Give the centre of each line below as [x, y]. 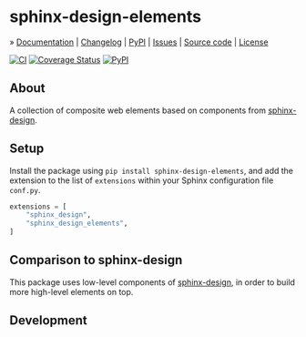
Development [49, 321]
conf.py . [25, 189]
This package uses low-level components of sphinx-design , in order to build [153, 282]
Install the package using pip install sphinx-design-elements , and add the [152, 170]
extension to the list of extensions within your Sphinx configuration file [142, 180]
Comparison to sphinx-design [96, 260]
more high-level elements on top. [71, 291]
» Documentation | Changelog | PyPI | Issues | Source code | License [139, 42]
